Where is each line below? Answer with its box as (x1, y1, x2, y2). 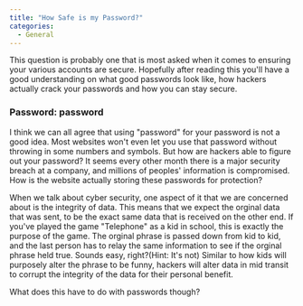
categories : (9, 22, 54, 31)
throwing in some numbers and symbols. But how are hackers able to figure (9, 145, 291, 156)
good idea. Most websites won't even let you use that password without (9, 136, 278, 147)
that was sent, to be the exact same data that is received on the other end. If (9, 211, 294, 222)
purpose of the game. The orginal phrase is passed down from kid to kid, (9, 230, 281, 241)
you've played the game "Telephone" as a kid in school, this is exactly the (9, 220, 284, 231)
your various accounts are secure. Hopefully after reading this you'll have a (9, 64, 289, 75)
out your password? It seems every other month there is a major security (9, 155, 280, 166)
